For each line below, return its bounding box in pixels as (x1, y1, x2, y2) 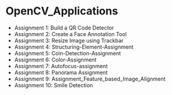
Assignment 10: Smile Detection (14, 81, 93, 88)
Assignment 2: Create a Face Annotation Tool (14, 30, 127, 37)
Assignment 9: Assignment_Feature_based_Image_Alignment (14, 75, 166, 82)
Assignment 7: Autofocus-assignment (14, 62, 108, 70)
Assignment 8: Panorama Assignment (14, 69, 108, 76)
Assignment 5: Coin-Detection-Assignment (14, 49, 121, 57)
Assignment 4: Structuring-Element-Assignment (14, 43, 134, 51)
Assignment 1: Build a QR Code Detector (14, 24, 114, 31)
